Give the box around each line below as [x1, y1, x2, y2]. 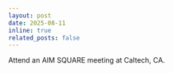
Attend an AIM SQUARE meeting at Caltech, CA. [8, 56, 166, 65]
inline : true [8, 26, 52, 34]
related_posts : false [8, 33, 81, 42]
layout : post [8, 11, 52, 20]
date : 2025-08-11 [8, 19, 66, 27]
